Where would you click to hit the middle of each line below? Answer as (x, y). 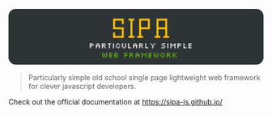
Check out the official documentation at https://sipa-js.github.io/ (115, 101)
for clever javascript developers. (82, 86)
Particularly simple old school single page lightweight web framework (144, 77)
